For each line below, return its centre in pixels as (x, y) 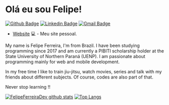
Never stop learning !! (28, 87)
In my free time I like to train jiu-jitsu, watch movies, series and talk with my (84, 71)
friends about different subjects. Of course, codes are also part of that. (79, 77)
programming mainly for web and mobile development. (63, 62)
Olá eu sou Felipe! (44, 9)
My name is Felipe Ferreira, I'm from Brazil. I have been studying (73, 45)
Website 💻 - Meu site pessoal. (45, 34)
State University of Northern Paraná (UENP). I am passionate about (75, 56)
